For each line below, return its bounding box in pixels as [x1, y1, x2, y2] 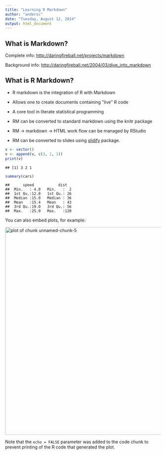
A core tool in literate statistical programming [12, 108, 104, 114]
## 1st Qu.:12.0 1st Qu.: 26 [5, 191, 72, 196]
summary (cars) [5, 174, 35, 179]
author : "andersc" [5, 12, 43, 17]
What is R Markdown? [5, 76, 74, 85]
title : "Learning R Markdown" [5, 7, 68, 12]
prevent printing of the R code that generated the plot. [5, 444, 115, 450]
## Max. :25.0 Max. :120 [5, 209, 72, 214]
